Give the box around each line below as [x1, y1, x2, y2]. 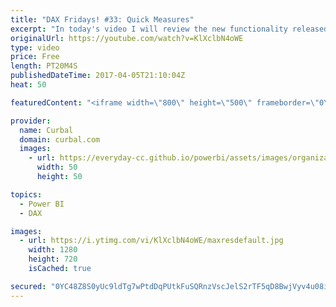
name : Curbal [19, 125, 74, 135]
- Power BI [19, 199, 65, 209]
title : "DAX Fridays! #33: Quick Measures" [10, 14, 195, 25]
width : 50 [36, 162, 78, 173]
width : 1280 [28, 245, 78, 255]
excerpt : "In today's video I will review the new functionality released [10, 24, 329, 34]
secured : [10, 281, 47, 291]
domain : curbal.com [19, 134, 101, 145]
